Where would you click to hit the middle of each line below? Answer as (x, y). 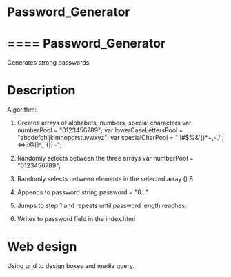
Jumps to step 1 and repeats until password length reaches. (102, 206)
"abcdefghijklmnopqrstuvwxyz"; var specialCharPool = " (98, 138)
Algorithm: (22, 110)
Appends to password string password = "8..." (83, 192)
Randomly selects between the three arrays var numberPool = (106, 158)
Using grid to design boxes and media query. (71, 266)
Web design (42, 247)
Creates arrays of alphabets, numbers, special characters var (104, 123)
